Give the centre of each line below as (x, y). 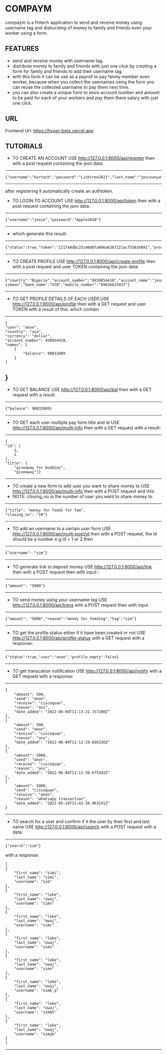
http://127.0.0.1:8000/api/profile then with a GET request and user (79, 304)
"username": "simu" (34, 947)
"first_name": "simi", (38, 873)
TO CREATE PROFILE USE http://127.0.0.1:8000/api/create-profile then (84, 261)
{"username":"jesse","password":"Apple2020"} (53, 220)
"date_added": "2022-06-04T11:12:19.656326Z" (62, 742)
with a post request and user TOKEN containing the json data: (76, 267)
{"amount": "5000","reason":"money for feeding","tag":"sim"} (71, 619)
